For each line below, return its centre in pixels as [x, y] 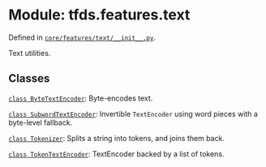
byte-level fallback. [41, 122]
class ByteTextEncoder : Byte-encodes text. [81, 98]
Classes [29, 79]
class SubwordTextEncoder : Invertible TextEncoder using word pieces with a [133, 113]
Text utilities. [30, 53]
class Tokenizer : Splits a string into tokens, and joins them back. [117, 138]
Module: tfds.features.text [99, 15]
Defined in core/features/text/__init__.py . [82, 37]
